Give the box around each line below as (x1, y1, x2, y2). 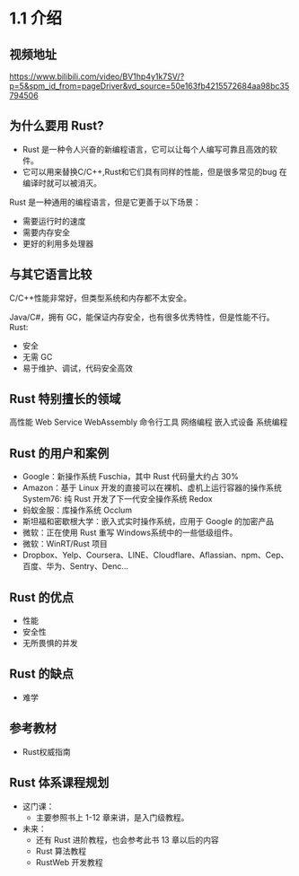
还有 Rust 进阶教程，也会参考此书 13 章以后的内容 (35, 834, 219, 845)
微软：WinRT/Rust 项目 (22, 539, 108, 549)
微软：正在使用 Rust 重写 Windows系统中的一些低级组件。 (22, 527, 238, 539)
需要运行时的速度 (22, 215, 86, 226)
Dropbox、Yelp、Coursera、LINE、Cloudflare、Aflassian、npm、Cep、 (22, 549, 289, 561)
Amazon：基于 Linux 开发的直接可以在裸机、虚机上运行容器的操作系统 (22, 482, 283, 494)
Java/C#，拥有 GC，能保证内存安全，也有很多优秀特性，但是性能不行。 (9, 311, 276, 322)
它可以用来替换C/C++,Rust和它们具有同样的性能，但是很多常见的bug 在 (22, 166, 287, 177)
